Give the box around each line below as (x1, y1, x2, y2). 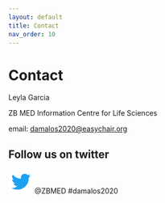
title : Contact (8, 21, 60, 30)
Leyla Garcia (8, 93, 50, 103)
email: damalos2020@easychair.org (8, 124, 128, 133)
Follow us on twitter (8, 147, 109, 161)
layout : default (8, 13, 63, 21)
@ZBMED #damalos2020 (34, 186, 118, 196)
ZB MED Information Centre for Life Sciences (8, 108, 158, 118)
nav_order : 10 (8, 30, 56, 38)
